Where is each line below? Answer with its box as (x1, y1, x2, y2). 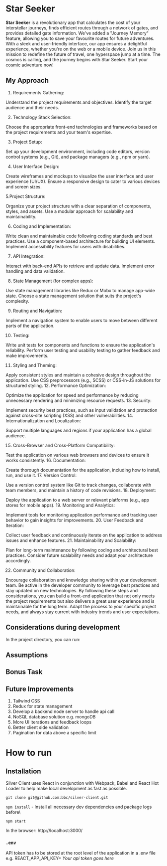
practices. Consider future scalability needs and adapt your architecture (5, 552, 153, 558)
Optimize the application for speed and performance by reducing (5, 392, 139, 398)
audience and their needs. (5, 104, 59, 110)
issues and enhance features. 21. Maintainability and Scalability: (5, 537, 137, 543)
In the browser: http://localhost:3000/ (5, 828, 83, 834)
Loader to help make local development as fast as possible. (5, 786, 127, 792)
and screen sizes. (5, 183, 42, 189)
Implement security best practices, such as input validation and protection (5, 407, 158, 413)
